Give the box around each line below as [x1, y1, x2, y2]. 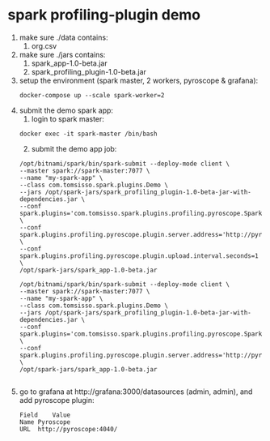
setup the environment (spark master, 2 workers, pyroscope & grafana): [19, 75, 259, 85]
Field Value [19, 411, 71, 419]
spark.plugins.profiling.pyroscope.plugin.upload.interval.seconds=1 [19, 251, 259, 260]
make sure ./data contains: [19, 32, 108, 42]
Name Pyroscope [19, 417, 71, 426]
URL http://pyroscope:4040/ [19, 425, 118, 433]
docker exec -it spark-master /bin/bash [19, 130, 158, 138]
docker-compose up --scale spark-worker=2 [19, 91, 165, 99]
